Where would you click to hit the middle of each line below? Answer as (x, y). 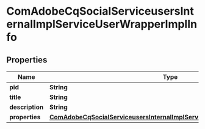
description (27, 107)
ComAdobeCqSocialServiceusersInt (100, 11)
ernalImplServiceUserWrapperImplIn (102, 24)
